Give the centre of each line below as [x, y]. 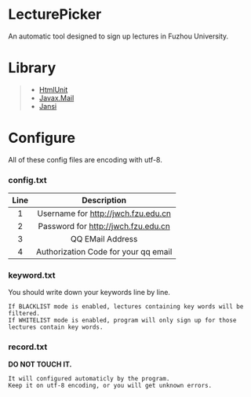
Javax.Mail [56, 98]
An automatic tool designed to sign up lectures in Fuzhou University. [118, 36]
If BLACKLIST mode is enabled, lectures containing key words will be [126, 307]
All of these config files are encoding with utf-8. [85, 159]
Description [104, 200]
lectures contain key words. [56, 327]
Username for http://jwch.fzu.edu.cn [104, 213]
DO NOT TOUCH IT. [40, 364]
